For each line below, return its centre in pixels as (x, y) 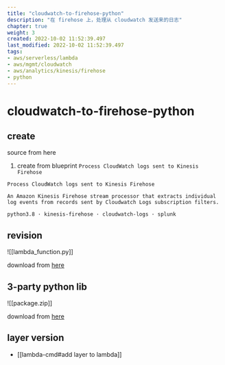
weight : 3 (21, 33)
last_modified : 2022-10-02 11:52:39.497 (66, 45)
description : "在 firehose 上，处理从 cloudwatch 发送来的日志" (95, 20)
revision (25, 235)
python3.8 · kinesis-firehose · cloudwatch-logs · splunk (92, 214)
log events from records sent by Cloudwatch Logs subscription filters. (113, 203)
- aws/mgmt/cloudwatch (39, 64)
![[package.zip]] (30, 303)
